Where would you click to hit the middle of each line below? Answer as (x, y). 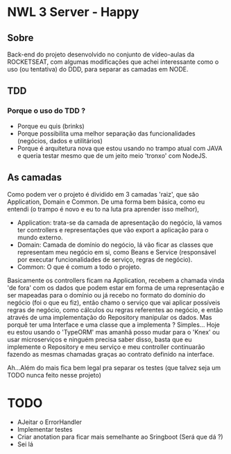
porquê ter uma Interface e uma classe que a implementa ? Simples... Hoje (114, 325)
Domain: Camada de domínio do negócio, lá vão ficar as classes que (115, 245)
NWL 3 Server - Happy (73, 12)
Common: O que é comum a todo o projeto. (79, 267)
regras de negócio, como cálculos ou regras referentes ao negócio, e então (115, 309)
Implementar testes (45, 430)
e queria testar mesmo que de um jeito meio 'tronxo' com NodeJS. (112, 155)
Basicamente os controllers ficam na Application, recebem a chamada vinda (116, 280)
